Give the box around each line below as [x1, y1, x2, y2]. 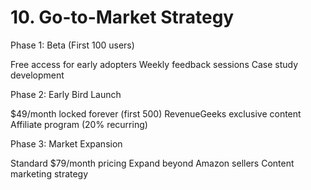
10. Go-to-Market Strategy [10, 6, 235, 29]
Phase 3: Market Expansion [10, 137, 123, 150]
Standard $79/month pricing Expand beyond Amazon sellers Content [10, 157, 295, 169]
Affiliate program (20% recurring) [10, 118, 148, 130]
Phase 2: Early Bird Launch [10, 88, 122, 100]
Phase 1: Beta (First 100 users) [10, 39, 135, 51]
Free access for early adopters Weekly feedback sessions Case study [10, 58, 299, 70]
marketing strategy [10, 167, 89, 180]
